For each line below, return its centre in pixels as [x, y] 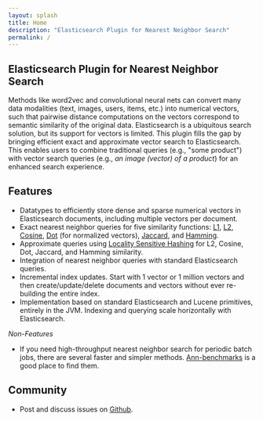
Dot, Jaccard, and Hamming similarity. [81, 252]
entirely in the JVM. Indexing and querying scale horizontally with [125, 310]
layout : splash [33, 15]
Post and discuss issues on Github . [76, 409]
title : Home [27, 23]
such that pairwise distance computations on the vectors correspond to [124, 117]
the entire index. [74, 293]
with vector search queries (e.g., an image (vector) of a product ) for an [123, 158]
